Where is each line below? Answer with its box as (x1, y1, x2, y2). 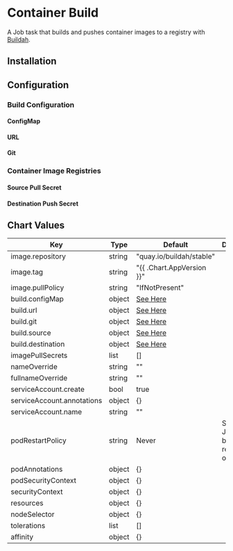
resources (10, 498, 44, 508)
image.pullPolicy (10, 283, 64, 293)
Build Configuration (7, 99, 75, 109)
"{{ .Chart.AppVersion (136, 263, 207, 272)
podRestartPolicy (10, 436, 67, 445)
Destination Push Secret (7, 199, 78, 208)
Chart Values (7, 219, 65, 231)
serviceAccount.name (10, 407, 82, 417)
